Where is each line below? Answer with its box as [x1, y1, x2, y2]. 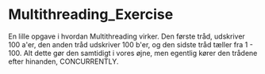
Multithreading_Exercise [8, 6, 174, 24]
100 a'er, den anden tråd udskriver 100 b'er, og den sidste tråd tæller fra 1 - [8, 39, 254, 49]
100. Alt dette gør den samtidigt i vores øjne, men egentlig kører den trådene [8, 48, 258, 57]
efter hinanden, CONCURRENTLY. [8, 57, 119, 66]
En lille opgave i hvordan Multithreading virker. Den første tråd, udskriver [8, 31, 246, 41]
